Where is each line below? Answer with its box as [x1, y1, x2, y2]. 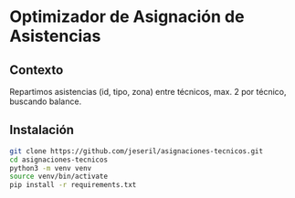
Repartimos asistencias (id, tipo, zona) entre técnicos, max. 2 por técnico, [9, 87, 287, 97]
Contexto [9, 62, 64, 78]
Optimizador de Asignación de [9, 6, 245, 27]
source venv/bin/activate [9, 172, 108, 182]
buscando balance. [9, 96, 82, 107]
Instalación [9, 122, 75, 138]
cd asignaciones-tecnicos [9, 155, 108, 164]
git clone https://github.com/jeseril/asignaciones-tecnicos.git [9, 146, 263, 156]
